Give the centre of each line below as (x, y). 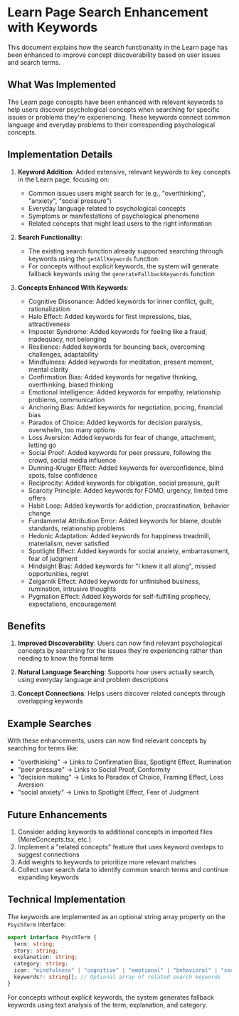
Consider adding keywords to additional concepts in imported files (115, 832)
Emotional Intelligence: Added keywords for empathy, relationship (124, 392)
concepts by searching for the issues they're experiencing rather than (120, 651)
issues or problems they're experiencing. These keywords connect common (119, 117)
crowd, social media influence (72, 460)
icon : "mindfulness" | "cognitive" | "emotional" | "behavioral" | (116, 970)
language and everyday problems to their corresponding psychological (111, 125)
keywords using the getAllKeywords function (93, 258)
